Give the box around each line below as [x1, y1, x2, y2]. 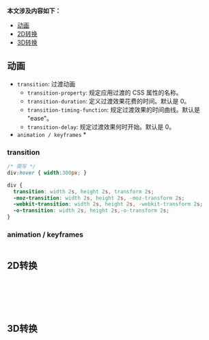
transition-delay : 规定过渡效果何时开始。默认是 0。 [27, 123, 176, 131]
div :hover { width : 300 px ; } [7, 169, 87, 176]
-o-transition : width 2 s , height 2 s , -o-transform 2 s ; [13, 207, 169, 215]
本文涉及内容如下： [7, 7, 61, 14]
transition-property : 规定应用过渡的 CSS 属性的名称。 [27, 88, 182, 97]
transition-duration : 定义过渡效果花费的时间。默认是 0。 [27, 97, 191, 105]
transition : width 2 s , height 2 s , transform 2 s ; [13, 188, 154, 195]
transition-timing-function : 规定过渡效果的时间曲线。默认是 [27, 106, 200, 114]
